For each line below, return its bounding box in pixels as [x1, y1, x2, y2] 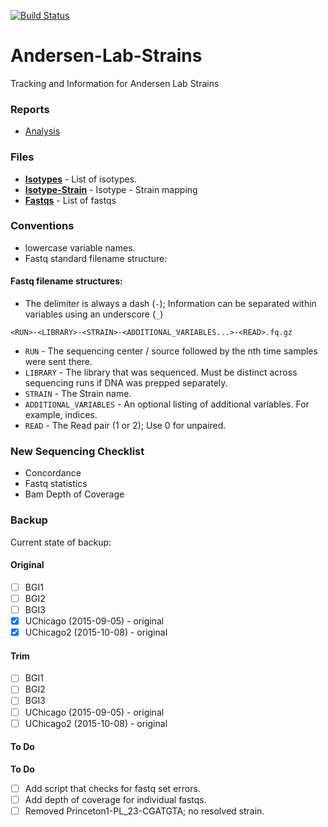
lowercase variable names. [24, 241, 136, 254]
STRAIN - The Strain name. [24, 388, 132, 400]
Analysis [24, 125, 61, 137]
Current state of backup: [10, 536, 112, 548]
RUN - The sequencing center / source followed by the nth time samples [24, 345, 318, 357]
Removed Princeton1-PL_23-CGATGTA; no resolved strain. [24, 805, 265, 817]
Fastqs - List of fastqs [24, 194, 117, 206]
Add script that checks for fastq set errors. [24, 782, 201, 794]
